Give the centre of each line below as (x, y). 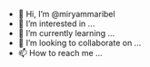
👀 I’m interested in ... (56, 24)
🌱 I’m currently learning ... (66, 33)
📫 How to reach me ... (60, 53)
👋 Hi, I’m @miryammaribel (66, 14)
